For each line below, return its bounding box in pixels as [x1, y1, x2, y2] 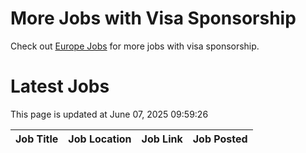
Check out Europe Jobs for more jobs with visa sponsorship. [10, 40, 260, 52]
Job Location [68, 132, 132, 146]
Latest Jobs [10, 75, 110, 98]
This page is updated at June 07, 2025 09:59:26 [10, 108, 209, 120]
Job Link [141, 132, 183, 146]
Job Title [15, 132, 59, 146]
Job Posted [192, 132, 248, 146]
